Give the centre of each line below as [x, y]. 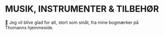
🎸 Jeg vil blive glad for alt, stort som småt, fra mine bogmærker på [72, 22]
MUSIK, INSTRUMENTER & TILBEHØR [82, 9]
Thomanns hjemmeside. [29, 27]
